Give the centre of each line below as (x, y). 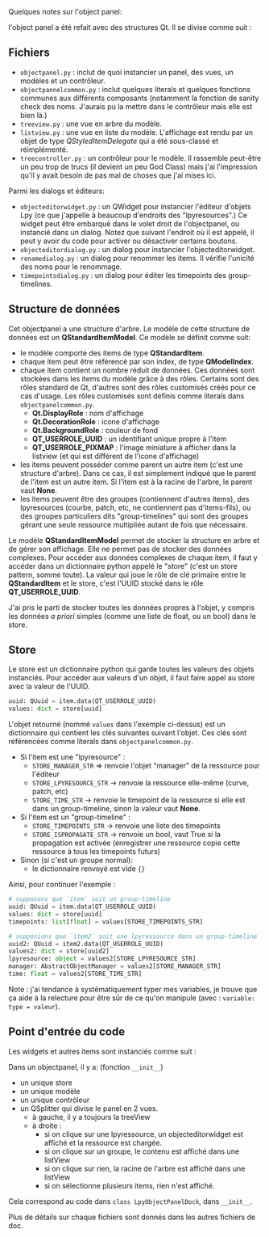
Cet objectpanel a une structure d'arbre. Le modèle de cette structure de (129, 328)
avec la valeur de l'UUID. (49, 687)
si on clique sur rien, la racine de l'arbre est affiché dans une (145, 1168)
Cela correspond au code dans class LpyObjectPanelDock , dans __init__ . (130, 1201)
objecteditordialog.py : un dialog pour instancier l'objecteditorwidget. (137, 249)
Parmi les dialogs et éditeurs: (56, 191)
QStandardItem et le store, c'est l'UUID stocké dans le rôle (106, 583)
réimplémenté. (44, 149)
